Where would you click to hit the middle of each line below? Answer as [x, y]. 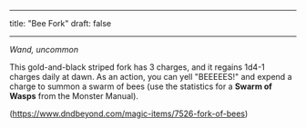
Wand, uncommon [44, 49]
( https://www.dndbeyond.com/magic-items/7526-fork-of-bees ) [129, 113]
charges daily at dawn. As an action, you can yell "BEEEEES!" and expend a [151, 77]
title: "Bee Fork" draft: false [61, 23]
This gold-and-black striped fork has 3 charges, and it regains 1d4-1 [138, 67]
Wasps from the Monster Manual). [74, 96]
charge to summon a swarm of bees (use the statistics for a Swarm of [141, 86]
